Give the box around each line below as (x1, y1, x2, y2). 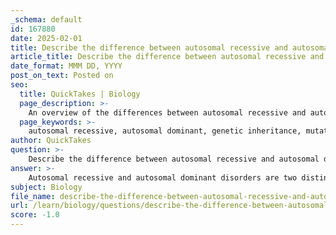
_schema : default (10, 14, 83, 25)
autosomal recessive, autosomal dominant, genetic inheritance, (28, 126, 302, 136)
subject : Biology (10, 182, 83, 192)
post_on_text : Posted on (10, 71, 114, 81)
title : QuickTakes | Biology (19, 89, 141, 99)
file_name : (10, 191, 56, 201)
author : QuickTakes (10, 136, 92, 146)
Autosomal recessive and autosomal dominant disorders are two (28, 172, 298, 183)
